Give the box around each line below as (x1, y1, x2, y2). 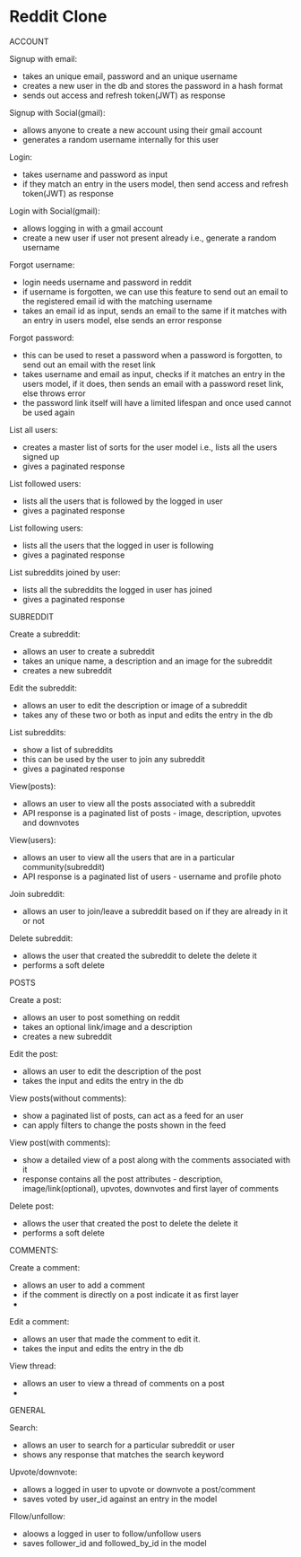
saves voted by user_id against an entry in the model (21, 1493, 218, 1504)
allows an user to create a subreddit (21, 646, 155, 656)
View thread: (9, 1360, 56, 1371)
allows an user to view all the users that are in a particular (21, 851, 236, 863)
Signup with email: (9, 53, 78, 64)
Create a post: (9, 994, 62, 1005)
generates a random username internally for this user (21, 134, 219, 145)
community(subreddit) (21, 861, 106, 872)
